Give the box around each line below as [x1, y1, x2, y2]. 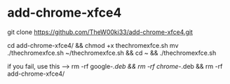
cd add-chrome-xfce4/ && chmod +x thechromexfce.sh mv [7, 41, 179, 49]
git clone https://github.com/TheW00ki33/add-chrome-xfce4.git [7, 28, 193, 36]
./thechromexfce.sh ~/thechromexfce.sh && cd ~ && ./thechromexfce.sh [7, 49, 217, 57]
